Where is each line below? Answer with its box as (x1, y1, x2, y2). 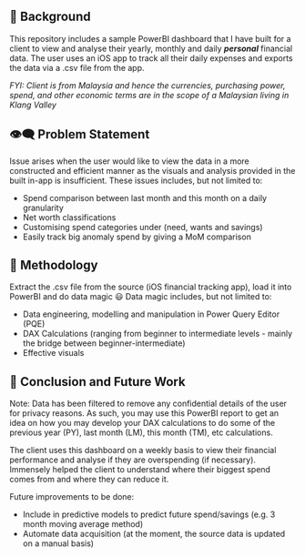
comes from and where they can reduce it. (9, 474, 169, 485)
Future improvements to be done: (9, 491, 135, 502)
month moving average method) (22, 519, 144, 530)
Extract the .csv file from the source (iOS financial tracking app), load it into (9, 281, 292, 292)
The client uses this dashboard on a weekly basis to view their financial (9, 445, 277, 456)
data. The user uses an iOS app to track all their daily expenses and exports (9, 52, 293, 64)
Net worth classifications (22, 211, 117, 223)
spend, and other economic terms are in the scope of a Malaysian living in (9, 89, 290, 100)
